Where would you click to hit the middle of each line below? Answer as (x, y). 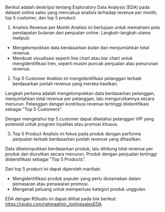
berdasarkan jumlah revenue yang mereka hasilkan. (65, 84)
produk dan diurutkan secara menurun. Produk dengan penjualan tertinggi (81, 154)
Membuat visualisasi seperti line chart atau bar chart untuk (73, 58)
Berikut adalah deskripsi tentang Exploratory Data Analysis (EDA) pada (78, 7)
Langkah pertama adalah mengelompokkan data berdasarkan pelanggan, (80, 93)
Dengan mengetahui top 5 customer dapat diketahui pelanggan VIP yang (80, 119)
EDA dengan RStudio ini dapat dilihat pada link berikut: (61, 199)
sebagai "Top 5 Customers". (34, 109)
